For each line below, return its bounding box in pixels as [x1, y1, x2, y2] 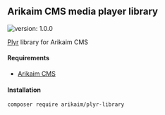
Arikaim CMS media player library [7, 6, 159, 18]
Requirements [7, 54, 50, 62]
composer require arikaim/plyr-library [7, 101, 125, 108]
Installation [7, 86, 41, 94]
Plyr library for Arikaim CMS [7, 38, 89, 46]
